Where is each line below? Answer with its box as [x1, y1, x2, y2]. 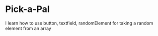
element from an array [5, 25, 51, 31]
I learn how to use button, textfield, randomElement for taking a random [5, 20, 153, 26]
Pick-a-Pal [5, 3, 50, 15]
